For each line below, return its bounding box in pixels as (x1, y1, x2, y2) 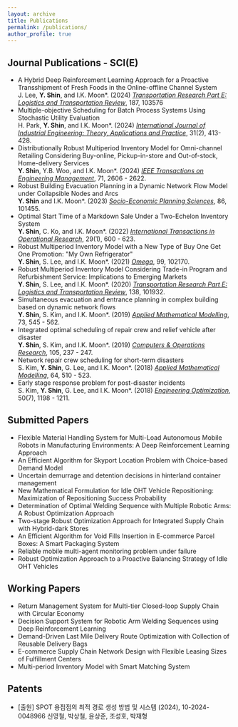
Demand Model (17, 463, 63, 472)
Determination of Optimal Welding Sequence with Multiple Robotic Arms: (17, 501, 232, 510)
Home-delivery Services (17, 159, 90, 167)
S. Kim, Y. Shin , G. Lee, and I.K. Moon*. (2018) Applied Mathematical (17, 363, 219, 372)
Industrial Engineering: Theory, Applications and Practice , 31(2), (17, 129, 207, 138)
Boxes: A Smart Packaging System (17, 539, 120, 547)
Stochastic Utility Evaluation (17, 113, 100, 122)
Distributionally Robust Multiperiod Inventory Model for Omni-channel (17, 144, 222, 153)
